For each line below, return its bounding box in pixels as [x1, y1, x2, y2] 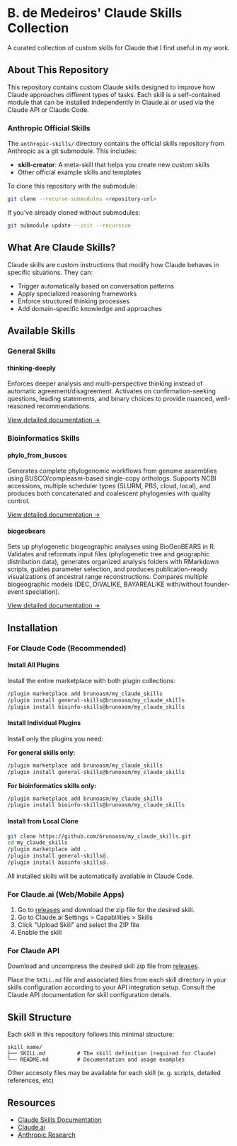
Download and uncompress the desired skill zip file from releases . [7, 962, 200, 970]
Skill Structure [7, 1011, 72, 1023]
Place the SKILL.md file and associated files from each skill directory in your [7, 976, 226, 984]
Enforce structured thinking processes [17, 296, 129, 305]
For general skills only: [7, 748, 76, 756]
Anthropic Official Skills [7, 123, 91, 133]
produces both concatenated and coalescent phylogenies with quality [7, 489, 211, 498]
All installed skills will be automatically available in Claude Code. [7, 872, 195, 880]
